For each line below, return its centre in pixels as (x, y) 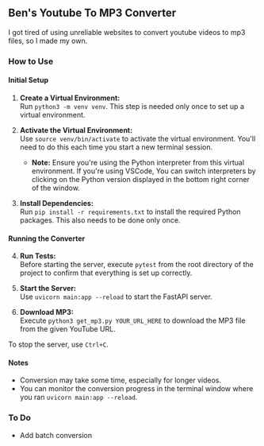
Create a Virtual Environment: (70, 98)
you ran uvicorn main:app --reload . (78, 398)
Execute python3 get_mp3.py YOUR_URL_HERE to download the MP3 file (132, 320)
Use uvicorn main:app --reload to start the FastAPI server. (116, 297)
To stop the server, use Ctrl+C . (58, 344)
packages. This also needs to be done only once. (100, 220)
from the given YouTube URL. (68, 329)
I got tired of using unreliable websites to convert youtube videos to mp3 (127, 32)
